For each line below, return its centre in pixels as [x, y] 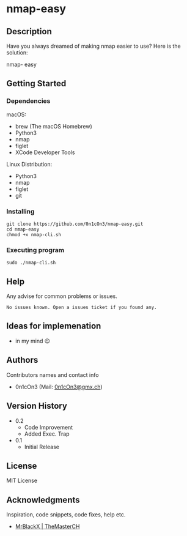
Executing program [35, 250]
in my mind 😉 [33, 341]
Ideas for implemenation [54, 326]
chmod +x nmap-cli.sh [34, 234]
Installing [20, 211]
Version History [37, 406]
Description [29, 32]
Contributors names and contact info [53, 374]
